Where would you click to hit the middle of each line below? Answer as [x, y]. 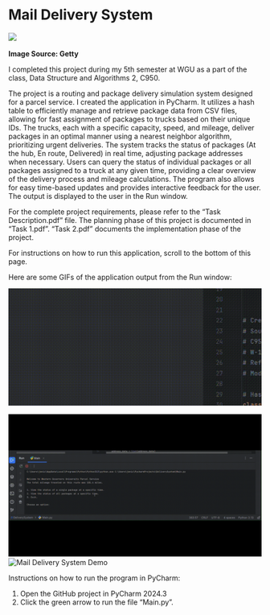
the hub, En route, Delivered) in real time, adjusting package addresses [126, 153]
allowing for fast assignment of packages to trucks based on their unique [129, 119]
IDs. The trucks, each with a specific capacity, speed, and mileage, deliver [131, 127]
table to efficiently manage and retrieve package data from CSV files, [123, 110]
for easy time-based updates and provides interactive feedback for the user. [135, 188]
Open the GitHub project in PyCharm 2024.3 [93, 594]
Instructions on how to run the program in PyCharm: [94, 578]
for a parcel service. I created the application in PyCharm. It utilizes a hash [131, 101]
